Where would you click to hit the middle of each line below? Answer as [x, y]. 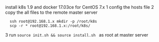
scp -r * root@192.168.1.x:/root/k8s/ [50, 26]
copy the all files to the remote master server [51, 12]
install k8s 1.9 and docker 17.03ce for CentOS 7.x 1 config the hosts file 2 [79, 7]
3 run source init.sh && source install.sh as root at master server [77, 35]
